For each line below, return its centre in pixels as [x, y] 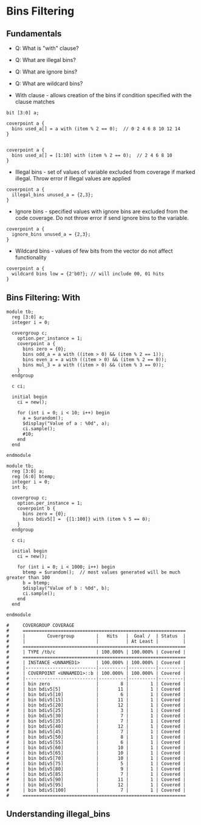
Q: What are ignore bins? [46, 72]
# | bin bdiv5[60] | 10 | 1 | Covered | [96, 748]
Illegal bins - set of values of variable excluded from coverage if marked [105, 172]
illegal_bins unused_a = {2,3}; [53, 195]
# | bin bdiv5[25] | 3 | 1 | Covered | [96, 710]
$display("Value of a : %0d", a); [66, 423]
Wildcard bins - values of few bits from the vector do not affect [94, 251]
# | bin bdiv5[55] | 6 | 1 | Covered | [96, 742]
